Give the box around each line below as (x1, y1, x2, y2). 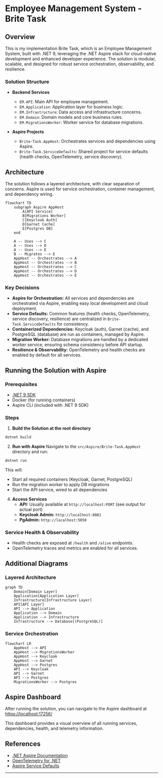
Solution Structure (5, 78, 49, 85)
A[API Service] (22, 209, 53, 214)
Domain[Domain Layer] (14, 589, 57, 594)
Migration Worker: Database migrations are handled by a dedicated (12, 337, 148, 343)
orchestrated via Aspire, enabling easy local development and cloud (12, 300, 148, 307)
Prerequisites (5, 380, 37, 387)
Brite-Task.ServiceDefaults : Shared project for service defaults (19, 149, 148, 155)
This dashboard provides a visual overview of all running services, (5, 721, 137, 726)
